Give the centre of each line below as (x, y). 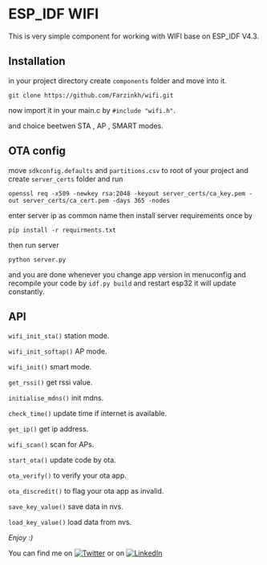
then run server (34, 244)
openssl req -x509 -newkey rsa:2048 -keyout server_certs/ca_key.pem (127, 193)
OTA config (37, 151)
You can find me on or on (67, 553)
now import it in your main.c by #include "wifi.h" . (92, 110)
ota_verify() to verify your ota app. (67, 476)
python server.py (37, 260)
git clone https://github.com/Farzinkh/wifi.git (91, 95)
